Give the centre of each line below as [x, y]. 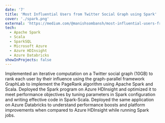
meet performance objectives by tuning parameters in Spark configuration [80, 95]
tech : [11, 28]
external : [15, 23]
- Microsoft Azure [28, 46]
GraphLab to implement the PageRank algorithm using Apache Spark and [79, 84]
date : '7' [15, 10]
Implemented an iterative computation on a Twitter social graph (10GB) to [79, 74]
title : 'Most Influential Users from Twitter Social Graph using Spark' [81, 14]
